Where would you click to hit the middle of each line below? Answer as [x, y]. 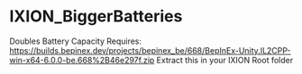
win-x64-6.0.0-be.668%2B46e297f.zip [82, 60]
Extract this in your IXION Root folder [225, 60]
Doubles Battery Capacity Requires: [76, 41]
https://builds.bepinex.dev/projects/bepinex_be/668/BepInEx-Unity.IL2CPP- [150, 50]
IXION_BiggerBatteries [96, 16]
